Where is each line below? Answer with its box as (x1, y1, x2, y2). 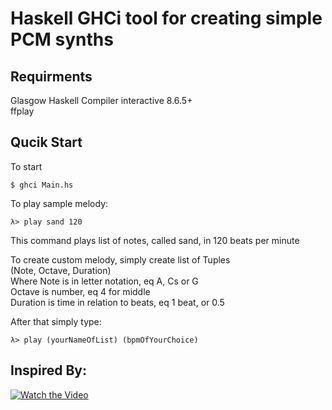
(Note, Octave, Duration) (10, 264, 112, 276)
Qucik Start (10, 134, 83, 151)
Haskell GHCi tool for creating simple (10, 7, 323, 30)
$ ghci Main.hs (10, 180, 74, 190)
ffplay (10, 105, 35, 117)
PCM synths (10, 28, 114, 51)
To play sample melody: (10, 197, 109, 209)
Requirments (10, 68, 93, 85)
